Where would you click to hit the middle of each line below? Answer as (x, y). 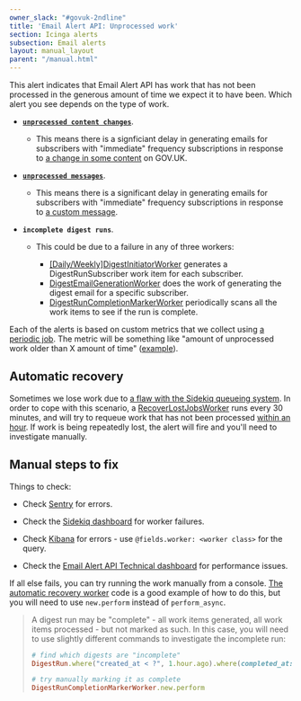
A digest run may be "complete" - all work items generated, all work (157, 619)
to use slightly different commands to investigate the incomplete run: (158, 638)
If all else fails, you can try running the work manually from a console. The (146, 583)
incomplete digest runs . (68, 229)
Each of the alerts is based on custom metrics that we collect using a (137, 329)
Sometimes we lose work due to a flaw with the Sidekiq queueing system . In (150, 398)
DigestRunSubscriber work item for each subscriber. (146, 274)
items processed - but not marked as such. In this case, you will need (160, 629)
